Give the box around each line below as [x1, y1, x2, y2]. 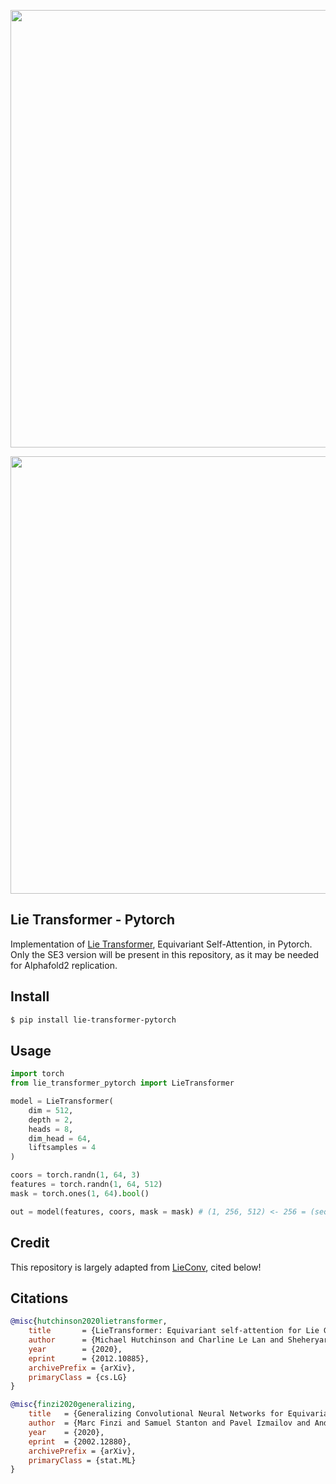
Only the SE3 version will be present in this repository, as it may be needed [10, 948, 320, 960]
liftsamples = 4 [28, 1143, 97, 1153]
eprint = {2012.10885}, [28, 1353, 150, 1364]
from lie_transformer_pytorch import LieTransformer [10, 1078, 235, 1089]
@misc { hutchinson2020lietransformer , [10, 1316, 168, 1327]
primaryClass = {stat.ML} [28, 1455, 137, 1465]
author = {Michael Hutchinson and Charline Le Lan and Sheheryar [28, 1335, 329, 1345]
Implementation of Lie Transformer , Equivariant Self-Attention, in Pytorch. [10, 938, 313, 950]
